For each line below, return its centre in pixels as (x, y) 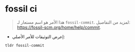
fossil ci (21, 9)
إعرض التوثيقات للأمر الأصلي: (38, 37)
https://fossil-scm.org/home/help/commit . (59, 27)
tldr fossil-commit (25, 45)
